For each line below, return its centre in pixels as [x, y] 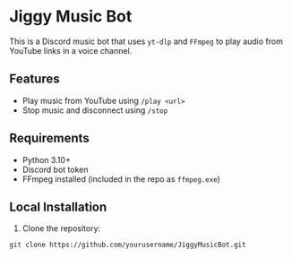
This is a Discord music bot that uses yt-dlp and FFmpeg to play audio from [146, 41]
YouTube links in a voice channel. [71, 50]
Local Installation [58, 206]
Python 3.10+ [47, 159]
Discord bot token [55, 169]
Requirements [49, 138]
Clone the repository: [61, 228]
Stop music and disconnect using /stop [95, 110]
